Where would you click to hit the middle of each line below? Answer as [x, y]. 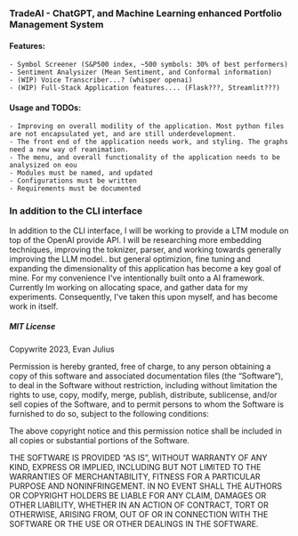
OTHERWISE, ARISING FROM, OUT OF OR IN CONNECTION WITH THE [139, 514]
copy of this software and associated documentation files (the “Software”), [146, 376]
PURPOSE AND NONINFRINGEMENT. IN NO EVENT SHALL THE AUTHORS [146, 486]
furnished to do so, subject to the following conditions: [109, 413]
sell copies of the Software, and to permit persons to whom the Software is [147, 404]
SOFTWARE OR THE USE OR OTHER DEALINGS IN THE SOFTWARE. [134, 524]
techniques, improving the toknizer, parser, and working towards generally [145, 249]
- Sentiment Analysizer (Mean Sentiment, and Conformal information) [141, 73]
